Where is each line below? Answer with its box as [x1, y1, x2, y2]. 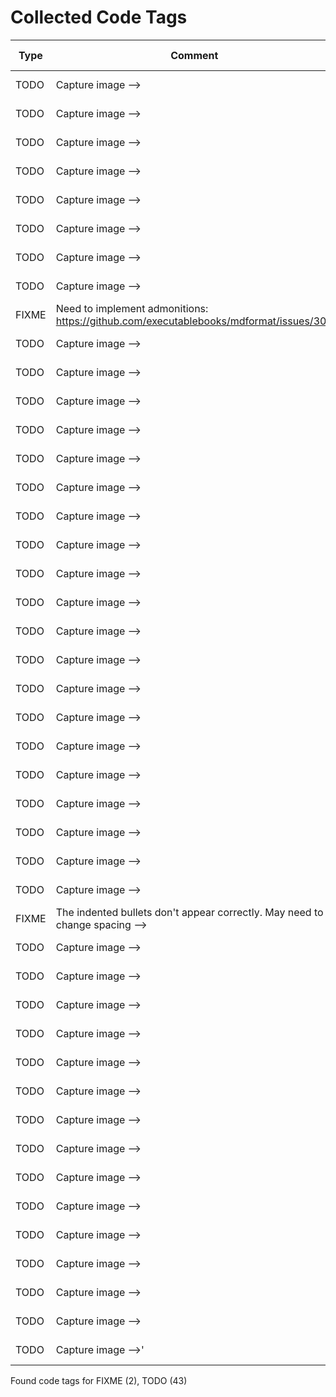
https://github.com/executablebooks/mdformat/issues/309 [55, 314, 333, 328]
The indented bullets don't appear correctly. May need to [55, 905, 324, 919]
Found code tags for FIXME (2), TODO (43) [10, 1374, 188, 1386]
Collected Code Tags [10, 6, 188, 29]
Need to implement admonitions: [55, 301, 209, 315]
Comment [170, 48, 219, 62]
